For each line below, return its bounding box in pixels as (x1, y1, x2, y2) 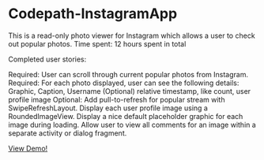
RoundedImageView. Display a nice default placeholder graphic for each (8, 111, 243, 121)
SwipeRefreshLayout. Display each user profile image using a (8, 103, 208, 113)
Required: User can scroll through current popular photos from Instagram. (8, 69, 249, 79)
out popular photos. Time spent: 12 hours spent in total (8, 39, 187, 48)
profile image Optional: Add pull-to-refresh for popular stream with (8, 95, 225, 104)
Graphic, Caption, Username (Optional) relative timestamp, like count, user (8, 86, 251, 95)
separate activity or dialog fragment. (8, 128, 127, 138)
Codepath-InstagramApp (8, 5, 178, 23)
